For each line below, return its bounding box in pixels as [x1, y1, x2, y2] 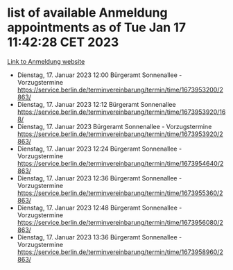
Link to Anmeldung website [7, 57, 85, 65]
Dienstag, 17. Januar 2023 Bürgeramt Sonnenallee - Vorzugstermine [17, 122, 212, 130]
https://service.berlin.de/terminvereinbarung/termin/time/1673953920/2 [17, 130, 223, 138]
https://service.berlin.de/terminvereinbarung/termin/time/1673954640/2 [17, 159, 224, 167]
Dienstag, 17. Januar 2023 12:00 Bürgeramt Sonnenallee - [17, 71, 182, 79]
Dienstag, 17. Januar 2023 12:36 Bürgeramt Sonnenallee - [17, 174, 182, 182]
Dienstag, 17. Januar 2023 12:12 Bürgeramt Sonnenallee [17, 100, 176, 108]
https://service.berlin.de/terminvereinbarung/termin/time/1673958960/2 [17, 248, 224, 256]
